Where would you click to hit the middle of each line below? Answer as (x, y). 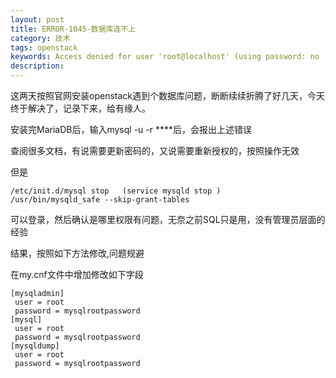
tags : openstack (44, 47)
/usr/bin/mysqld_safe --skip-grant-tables (100, 200)
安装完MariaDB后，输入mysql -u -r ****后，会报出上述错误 (131, 129)
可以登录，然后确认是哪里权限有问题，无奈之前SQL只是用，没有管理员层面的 (168, 219)
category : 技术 (40, 38)
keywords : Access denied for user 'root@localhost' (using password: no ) (169, 57)
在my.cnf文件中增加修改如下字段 (77, 274)
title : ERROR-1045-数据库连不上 (73, 29)
